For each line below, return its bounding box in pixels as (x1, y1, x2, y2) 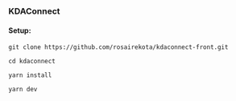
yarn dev (8, 86, 38, 94)
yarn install (8, 71, 52, 79)
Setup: (8, 26, 31, 35)
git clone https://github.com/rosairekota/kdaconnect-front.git (8, 43, 229, 51)
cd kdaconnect (8, 58, 56, 66)
